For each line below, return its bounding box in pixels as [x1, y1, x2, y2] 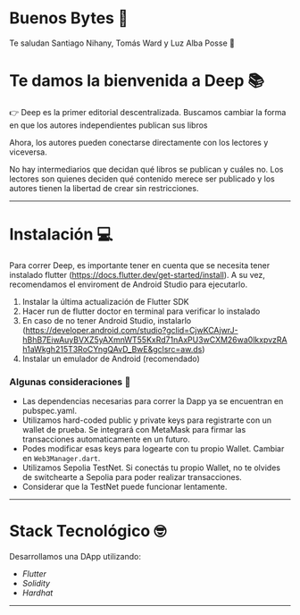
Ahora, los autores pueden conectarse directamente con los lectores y [9, 137, 269, 147]
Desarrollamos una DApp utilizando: [9, 552, 141, 562]
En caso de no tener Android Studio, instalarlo [21, 315, 192, 325]
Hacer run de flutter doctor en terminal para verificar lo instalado [21, 306, 261, 316]
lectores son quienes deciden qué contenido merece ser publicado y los [9, 173, 275, 184]
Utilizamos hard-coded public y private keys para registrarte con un [21, 415, 272, 425]
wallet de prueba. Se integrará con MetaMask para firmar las [21, 425, 246, 435]
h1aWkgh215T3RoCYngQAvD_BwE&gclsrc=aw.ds [21, 343, 203, 354]
